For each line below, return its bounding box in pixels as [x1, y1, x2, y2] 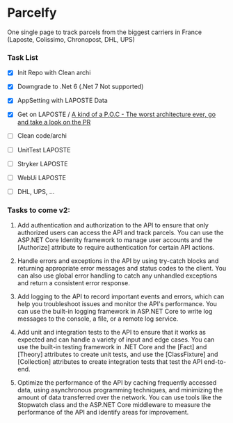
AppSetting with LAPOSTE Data [17, 96, 108, 105]
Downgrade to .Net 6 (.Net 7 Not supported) [17, 82, 144, 91]
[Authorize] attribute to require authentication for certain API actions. [17, 244, 215, 252]
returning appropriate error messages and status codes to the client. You [17, 264, 227, 273]
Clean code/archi [17, 131, 67, 140]
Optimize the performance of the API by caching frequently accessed [17, 378, 217, 387]
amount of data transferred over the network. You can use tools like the [17, 393, 223, 401]
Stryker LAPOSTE [17, 159, 68, 168]
